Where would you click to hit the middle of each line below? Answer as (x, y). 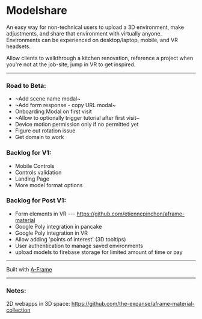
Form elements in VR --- (45, 214)
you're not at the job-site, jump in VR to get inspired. (71, 64)
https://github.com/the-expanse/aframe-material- (133, 304)
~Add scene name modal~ (48, 99)
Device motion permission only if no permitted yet (77, 125)
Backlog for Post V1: (36, 200)
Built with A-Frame (29, 269)
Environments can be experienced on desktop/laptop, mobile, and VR (92, 40)
